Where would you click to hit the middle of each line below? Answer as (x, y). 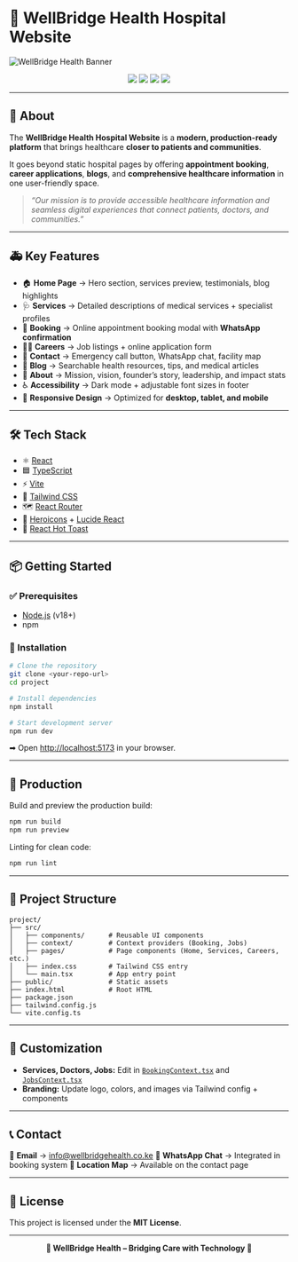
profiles (36, 318)
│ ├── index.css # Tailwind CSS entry (99, 966)
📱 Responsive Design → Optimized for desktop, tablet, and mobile (145, 398)
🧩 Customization (56, 1049)
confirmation (47, 337)
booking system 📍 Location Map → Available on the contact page (129, 1165)
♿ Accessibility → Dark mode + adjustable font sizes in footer (136, 384)
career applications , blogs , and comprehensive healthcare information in (146, 173)
